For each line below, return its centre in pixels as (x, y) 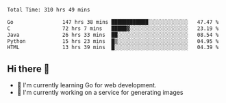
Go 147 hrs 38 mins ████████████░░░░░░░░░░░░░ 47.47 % (113, 22)
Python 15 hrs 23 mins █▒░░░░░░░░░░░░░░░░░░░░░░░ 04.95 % (113, 41)
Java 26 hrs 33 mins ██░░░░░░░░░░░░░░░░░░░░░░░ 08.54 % (113, 35)
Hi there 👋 (28, 69)
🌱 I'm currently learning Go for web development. (87, 85)
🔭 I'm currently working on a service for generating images (100, 93)
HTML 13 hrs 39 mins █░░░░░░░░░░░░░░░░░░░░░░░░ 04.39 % (113, 48)
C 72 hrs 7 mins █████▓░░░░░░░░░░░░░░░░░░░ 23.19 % (113, 28)
